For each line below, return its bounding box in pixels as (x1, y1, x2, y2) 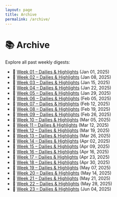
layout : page (5, 7, 32, 13)
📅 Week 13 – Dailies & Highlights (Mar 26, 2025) (12, 133, 111, 139)
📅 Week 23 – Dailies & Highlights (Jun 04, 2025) (12, 186, 111, 192)
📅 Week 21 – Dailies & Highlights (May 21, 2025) (12, 175, 111, 181)
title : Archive (5, 12, 37, 17)
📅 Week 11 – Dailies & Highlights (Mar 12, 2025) (12, 122, 109, 128)
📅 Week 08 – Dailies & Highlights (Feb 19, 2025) (12, 106, 110, 112)
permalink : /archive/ (5, 17, 50, 22)
